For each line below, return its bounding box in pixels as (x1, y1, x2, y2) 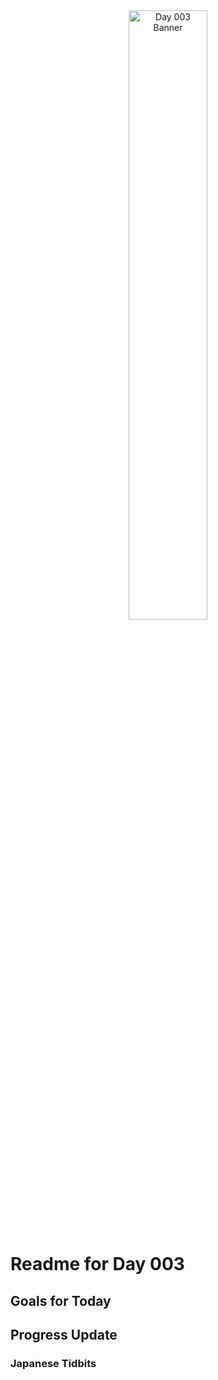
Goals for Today (10, 1292, 112, 1309)
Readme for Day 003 (10, 1253, 185, 1276)
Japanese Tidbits (10, 1356, 97, 1370)
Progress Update (10, 1326, 118, 1343)
